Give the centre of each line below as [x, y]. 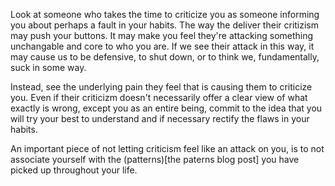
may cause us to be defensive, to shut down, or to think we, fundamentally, [165, 57]
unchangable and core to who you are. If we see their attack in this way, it [162, 46]
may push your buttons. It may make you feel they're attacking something [162, 35]
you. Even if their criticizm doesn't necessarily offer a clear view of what [159, 97]
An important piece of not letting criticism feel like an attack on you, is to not [167, 148]
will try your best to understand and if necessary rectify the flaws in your [160, 118]
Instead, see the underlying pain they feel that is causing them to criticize [161, 87]
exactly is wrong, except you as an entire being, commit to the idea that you [166, 108]
